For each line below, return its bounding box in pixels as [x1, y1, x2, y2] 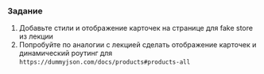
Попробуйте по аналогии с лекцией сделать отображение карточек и [18, 40, 257, 50]
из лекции [18, 31, 53, 41]
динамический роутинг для [18, 49, 113, 58]
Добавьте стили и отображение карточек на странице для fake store [18, 24, 254, 33]
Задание [7, 6, 43, 17]
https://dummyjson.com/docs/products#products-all [18, 58, 191, 66]
